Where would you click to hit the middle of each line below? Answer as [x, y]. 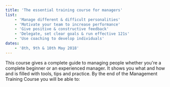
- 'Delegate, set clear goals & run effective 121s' [72, 34]
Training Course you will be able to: [43, 79]
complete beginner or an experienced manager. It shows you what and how [85, 68]
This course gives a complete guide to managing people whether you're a [83, 62]
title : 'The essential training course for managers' [64, 10]
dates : [12, 43]
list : [11, 15]
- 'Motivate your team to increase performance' [68, 24]
